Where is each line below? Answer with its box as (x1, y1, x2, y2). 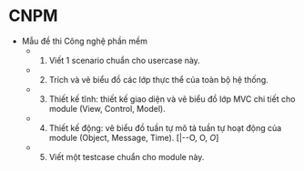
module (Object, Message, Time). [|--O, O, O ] (48, 132, 219, 143)
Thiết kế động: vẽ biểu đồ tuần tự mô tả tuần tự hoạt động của (48, 122, 282, 133)
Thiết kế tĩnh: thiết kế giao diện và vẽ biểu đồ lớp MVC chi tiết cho (48, 93, 296, 105)
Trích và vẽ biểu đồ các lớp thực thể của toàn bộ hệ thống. (48, 74, 269, 85)
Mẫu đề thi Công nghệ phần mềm (21, 35, 147, 46)
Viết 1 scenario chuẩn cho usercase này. (48, 55, 201, 65)
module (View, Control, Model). (48, 103, 166, 114)
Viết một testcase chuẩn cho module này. (48, 151, 205, 162)
